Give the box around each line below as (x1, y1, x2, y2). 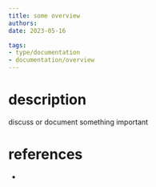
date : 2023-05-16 (8, 26, 66, 35)
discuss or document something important (8, 117, 149, 127)
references (8, 145, 83, 164)
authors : (8, 19, 38, 27)
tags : (8, 41, 26, 49)
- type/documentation (8, 49, 81, 57)
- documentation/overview (8, 56, 94, 64)
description (8, 91, 86, 109)
